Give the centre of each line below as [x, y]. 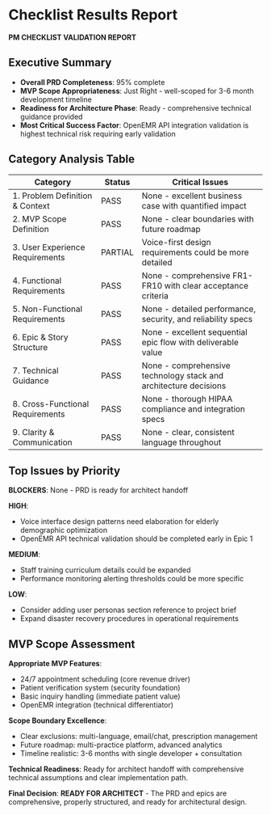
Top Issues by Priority [65, 471]
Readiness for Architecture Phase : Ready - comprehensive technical [135, 108]
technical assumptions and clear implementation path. [98, 778]
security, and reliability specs [197, 319]
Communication [42, 442]
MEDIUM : [24, 555]
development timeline [56, 99]
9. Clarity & [33, 432]
